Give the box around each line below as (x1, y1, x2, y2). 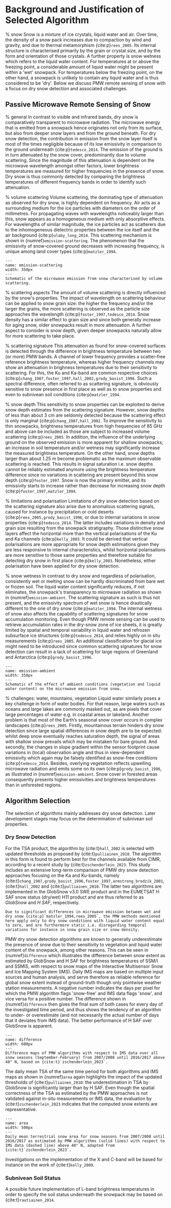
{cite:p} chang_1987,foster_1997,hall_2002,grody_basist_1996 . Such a (5, 375, 152, 381)
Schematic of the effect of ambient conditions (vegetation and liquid (5, 682, 160, 687)
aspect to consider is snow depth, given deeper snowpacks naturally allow (5, 327, 162, 333)
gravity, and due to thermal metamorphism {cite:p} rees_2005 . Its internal (5, 42, 156, 48)
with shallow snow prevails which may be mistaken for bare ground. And (5, 738, 157, 744)
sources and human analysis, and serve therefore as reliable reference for (5, 974, 160, 980)
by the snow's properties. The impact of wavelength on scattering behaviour (5, 295, 166, 301)
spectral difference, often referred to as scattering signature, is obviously (5, 380, 159, 387)
